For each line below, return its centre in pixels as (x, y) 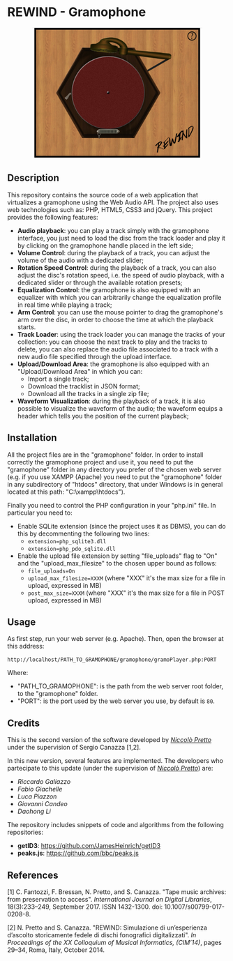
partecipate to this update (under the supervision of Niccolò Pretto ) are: (110, 769)
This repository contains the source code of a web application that (103, 195)
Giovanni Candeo (42, 804)
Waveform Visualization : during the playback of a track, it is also (111, 401)
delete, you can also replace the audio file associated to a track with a (118, 349)
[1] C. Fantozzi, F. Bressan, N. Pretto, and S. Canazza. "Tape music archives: (117, 892)
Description (33, 178)
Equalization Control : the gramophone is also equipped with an (109, 289)
